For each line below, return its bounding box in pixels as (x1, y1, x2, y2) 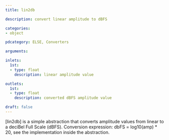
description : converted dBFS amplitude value (14, 95, 112, 100)
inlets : (5, 58, 22, 63)
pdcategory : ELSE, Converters (5, 40, 69, 45)
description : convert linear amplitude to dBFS (5, 16, 108, 22)
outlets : (5, 81, 24, 86)
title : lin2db (5, 7, 35, 13)
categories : (5, 26, 30, 31)
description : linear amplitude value (14, 72, 94, 77)
